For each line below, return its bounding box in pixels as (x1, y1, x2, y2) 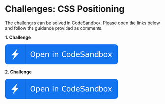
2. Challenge (5, 69, 32, 75)
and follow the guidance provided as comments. (5, 25, 103, 31)
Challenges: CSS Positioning (5, 3, 125, 15)
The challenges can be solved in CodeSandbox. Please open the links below (5, 20, 160, 26)
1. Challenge (5, 35, 31, 40)
